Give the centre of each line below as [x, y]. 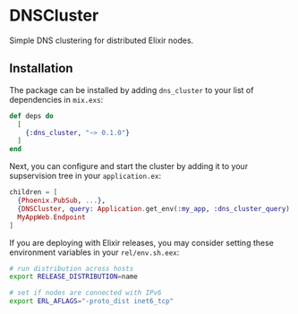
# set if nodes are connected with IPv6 [86, 293]
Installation [41, 68]
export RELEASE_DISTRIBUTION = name [74, 277]
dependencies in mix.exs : [56, 99]
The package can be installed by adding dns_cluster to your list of [132, 89]
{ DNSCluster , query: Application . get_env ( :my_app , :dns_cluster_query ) [154, 208]
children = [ [34, 192]
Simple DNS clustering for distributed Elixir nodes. [102, 40]
